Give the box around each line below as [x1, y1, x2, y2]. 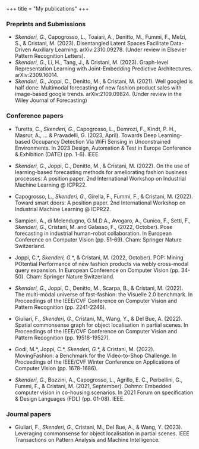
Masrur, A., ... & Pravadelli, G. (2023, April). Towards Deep [14, 131, 157, 139]
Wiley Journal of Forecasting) [14, 97, 87, 104]
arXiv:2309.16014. [14, 72, 59, 79]
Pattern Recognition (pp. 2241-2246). [14, 304, 106, 311]
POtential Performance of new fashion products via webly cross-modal [14, 260, 189, 267]
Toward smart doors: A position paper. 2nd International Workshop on [14, 199, 186, 206]
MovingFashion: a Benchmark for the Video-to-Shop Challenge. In [14, 352, 177, 359]
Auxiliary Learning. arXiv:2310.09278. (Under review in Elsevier [32, 46, 187, 53]
